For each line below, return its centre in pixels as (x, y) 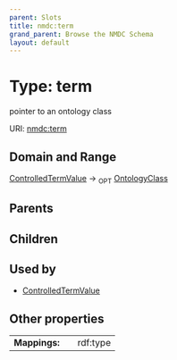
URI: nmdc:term (38, 129)
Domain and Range (63, 157)
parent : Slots (36, 17)
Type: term (51, 87)
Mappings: (37, 343)
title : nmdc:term (42, 26)
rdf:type (94, 343)
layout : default (39, 42)
